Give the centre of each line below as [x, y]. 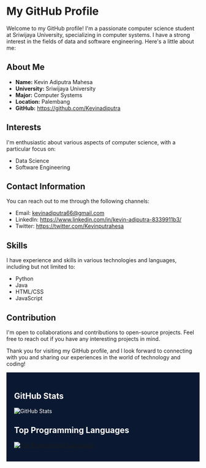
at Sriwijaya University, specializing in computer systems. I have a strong [98, 34]
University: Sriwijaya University [55, 88]
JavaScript [29, 298]
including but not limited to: [41, 267]
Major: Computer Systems [49, 95]
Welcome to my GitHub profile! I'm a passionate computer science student [100, 28]
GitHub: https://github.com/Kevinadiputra [68, 108]
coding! [16, 364]
